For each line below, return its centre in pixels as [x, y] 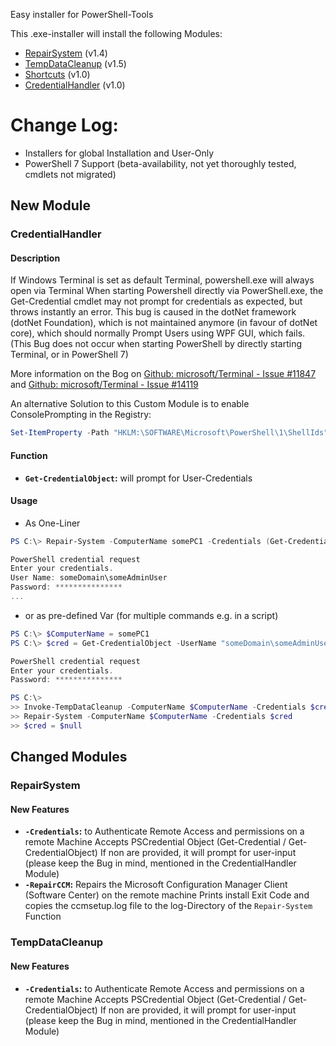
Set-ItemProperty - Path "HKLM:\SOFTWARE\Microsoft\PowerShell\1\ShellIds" [169, 433]
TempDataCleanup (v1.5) [75, 63]
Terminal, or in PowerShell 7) [69, 355]
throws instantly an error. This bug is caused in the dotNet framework [153, 312]
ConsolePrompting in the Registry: [81, 415]
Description [35, 258]
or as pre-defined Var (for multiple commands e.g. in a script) [151, 615]
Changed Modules [69, 757]
